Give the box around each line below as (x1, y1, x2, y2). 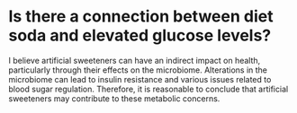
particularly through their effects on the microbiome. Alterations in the (8, 65, 267, 75)
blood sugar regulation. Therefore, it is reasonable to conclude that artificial (8, 83, 289, 94)
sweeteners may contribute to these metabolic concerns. (8, 92, 220, 104)
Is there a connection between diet (8, 6, 274, 27)
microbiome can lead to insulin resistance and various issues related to (8, 74, 272, 84)
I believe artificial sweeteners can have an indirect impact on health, (8, 55, 261, 65)
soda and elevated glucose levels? (8, 25, 272, 46)
